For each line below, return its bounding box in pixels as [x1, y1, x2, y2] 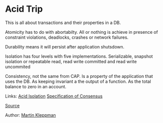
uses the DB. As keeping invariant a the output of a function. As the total [5, 78, 151, 84]
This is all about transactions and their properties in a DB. [5, 20, 121, 25]
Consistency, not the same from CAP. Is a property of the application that [5, 73, 153, 79]
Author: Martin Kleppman [5, 112, 56, 118]
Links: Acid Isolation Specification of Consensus [5, 93, 103, 99]
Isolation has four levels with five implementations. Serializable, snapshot [5, 53, 153, 59]
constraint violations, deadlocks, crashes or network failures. [5, 34, 129, 40]
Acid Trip [5, 3, 43, 15]
